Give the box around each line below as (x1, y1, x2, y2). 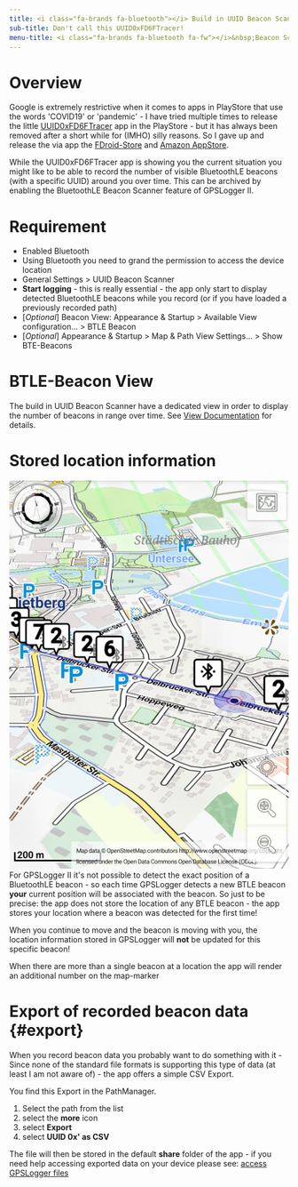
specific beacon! (9, 943, 71, 955)
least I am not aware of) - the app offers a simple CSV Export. (9, 1069, 235, 1079)
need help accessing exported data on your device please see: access (9, 1159, 268, 1169)
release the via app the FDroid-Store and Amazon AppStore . (9, 140, 229, 150)
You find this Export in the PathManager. (9, 1086, 157, 1097)
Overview (9, 72, 82, 92)
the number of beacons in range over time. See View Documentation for (9, 410, 272, 421)
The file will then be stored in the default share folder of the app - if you (9, 1149, 272, 1159)
